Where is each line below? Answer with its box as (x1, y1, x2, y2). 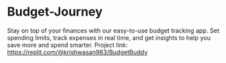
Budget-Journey (7, 4, 103, 20)
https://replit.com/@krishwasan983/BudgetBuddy (7, 48, 148, 56)
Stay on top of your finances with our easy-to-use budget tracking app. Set (7, 26, 220, 35)
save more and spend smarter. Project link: (7, 41, 128, 49)
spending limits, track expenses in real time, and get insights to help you (7, 33, 211, 41)
